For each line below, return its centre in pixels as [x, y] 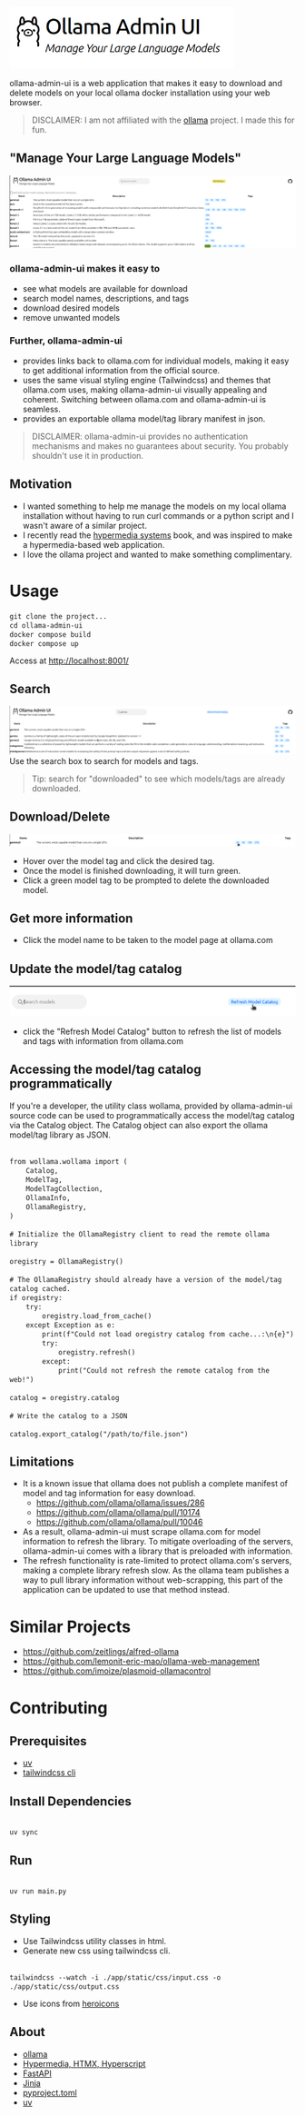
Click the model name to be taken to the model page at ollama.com [148, 940]
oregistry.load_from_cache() [97, 1316]
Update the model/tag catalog [96, 969]
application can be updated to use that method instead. [126, 1590]
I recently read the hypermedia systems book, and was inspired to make [157, 535]
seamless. [41, 409]
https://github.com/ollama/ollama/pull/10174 [118, 1513]
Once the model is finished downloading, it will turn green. [132, 870]
